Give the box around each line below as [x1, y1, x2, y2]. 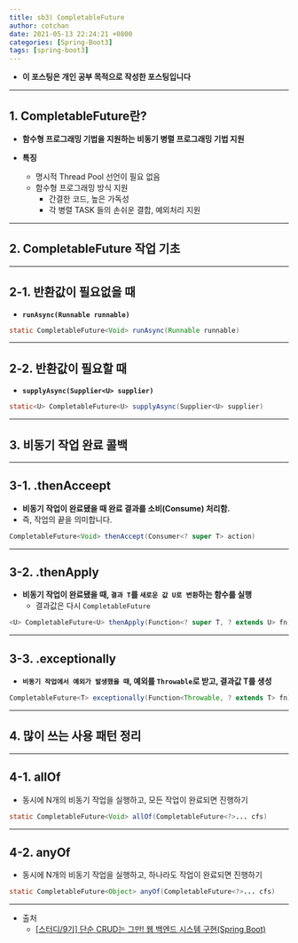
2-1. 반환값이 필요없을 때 [9, 285, 136, 300]
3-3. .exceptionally [9, 651, 117, 666]
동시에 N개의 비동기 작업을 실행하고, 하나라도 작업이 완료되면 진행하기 [21, 869, 263, 880]
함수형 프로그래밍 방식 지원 [35, 182, 129, 193]
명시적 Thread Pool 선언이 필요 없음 [35, 170, 161, 182]
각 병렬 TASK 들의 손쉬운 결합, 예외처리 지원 [48, 204, 201, 215]
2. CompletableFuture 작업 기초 [9, 242, 181, 257]
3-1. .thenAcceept [9, 479, 112, 494]
